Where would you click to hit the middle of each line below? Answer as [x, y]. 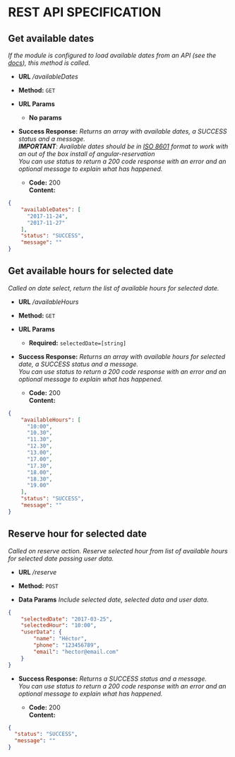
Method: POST [38, 586]
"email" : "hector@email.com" [76, 652]
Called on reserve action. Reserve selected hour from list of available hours [118, 551]
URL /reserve [37, 572]
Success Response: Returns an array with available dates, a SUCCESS [122, 131]
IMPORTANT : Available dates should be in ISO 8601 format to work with [123, 146]
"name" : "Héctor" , [60, 639]
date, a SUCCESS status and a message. [78, 364]
